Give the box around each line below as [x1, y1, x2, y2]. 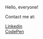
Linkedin [5, 23, 23, 29]
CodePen [5, 29, 24, 34]
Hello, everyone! [5, 4, 39, 10]
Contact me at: [5, 14, 36, 19]
